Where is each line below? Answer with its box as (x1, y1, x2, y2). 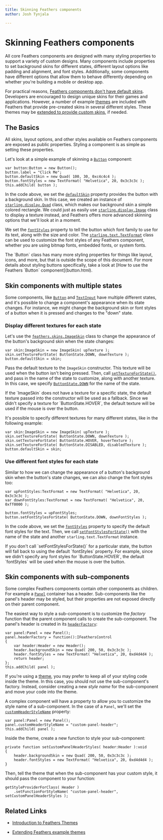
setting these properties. (5, 147, 54, 153)
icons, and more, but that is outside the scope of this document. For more (5, 257, 152, 263)
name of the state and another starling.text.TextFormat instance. (5, 533, 139, 540)
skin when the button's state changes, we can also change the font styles (5, 474, 153, 480)
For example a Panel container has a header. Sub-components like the (5, 591, 146, 597)
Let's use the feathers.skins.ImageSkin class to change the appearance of (5, 333, 156, 339)
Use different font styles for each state (5, 458, 99, 465)
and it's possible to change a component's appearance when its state (5, 300, 145, 306)
